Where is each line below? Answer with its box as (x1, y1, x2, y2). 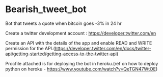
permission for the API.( (5, 45, 55, 51)
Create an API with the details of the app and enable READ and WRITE (5, 40, 152, 46)
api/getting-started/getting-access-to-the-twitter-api (5, 51, 117, 57)
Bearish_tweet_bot (5, 4, 87, 15)
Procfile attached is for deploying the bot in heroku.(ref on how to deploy (5, 60, 158, 66)
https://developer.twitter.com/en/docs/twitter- (55, 45, 151, 51)
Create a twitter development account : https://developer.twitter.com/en (5, 30, 156, 36)
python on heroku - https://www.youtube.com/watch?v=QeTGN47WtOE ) (5, 66, 158, 72)
